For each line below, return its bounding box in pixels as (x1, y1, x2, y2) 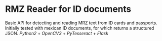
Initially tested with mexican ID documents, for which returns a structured (5, 25, 155, 31)
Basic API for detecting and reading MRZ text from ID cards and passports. (5, 20, 158, 26)
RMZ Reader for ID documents (5, 3, 131, 15)
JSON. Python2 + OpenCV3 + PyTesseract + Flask (5, 30, 109, 36)
